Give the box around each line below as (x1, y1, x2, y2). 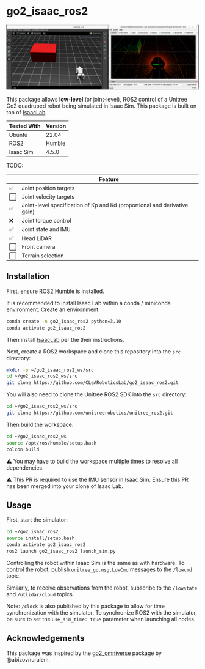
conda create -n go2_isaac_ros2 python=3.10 (6, 318, 121, 325)
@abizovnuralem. (6, 656, 51, 663)
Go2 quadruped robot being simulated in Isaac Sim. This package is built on (6, 102, 197, 109)
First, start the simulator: (6, 516, 68, 523)
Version (45, 122, 67, 130)
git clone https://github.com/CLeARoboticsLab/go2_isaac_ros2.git (6, 380, 179, 386)
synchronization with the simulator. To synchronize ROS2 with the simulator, (6, 608, 197, 616)
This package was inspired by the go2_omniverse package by (6, 649, 162, 657)
